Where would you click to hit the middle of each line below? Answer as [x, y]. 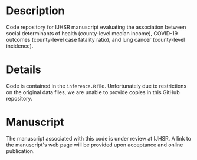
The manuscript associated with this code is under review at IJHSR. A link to [99, 138]
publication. [20, 151]
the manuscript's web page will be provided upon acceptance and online [95, 145]
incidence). [20, 46]
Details [24, 70]
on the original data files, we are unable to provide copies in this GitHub [93, 92]
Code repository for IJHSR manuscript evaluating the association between [96, 27]
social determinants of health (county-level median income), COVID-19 [92, 33]
